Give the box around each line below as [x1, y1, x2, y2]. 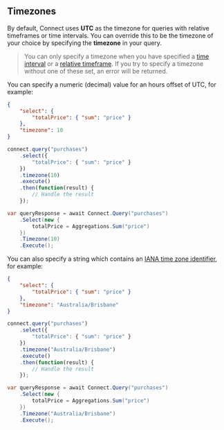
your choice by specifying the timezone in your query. [7, 38, 162, 47]
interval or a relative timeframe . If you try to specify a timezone [24, 59, 204, 68]
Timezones [7, 6, 57, 17]
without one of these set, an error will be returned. [24, 67, 168, 75]
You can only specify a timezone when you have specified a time [24, 52, 209, 60]
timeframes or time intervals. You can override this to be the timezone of [7, 31, 214, 40]
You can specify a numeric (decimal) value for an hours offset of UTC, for [7, 80, 216, 89]
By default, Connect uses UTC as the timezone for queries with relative [7, 24, 209, 32]
